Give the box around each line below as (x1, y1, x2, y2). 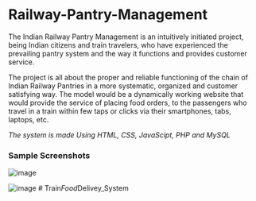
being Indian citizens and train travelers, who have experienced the (8, 40, 228, 49)
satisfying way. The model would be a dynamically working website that (8, 89, 244, 99)
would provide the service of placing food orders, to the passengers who (8, 98, 248, 107)
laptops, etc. (8, 114, 49, 124)
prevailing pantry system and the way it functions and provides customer (8, 48, 248, 58)
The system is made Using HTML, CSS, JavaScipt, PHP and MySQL (8, 129, 231, 140)
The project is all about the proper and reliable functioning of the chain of (8, 72, 249, 82)
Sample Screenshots (8, 149, 91, 160)
